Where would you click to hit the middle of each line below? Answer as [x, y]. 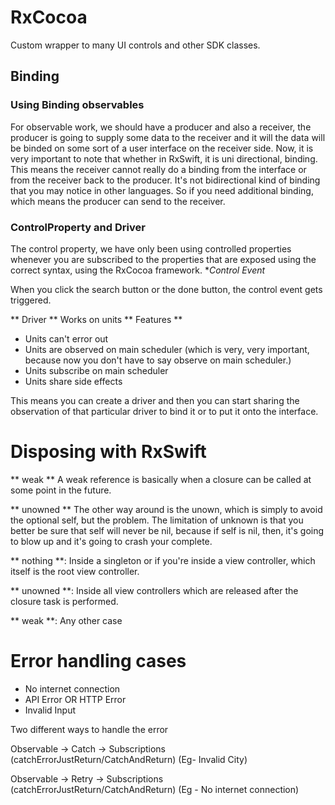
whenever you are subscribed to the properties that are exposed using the [163, 259]
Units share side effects [73, 381]
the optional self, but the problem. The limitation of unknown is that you [157, 520]
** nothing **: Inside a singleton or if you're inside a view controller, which [163, 560]
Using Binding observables [77, 105]
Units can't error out [66, 338]
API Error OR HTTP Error [75, 699]
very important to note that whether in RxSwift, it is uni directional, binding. [164, 158]
